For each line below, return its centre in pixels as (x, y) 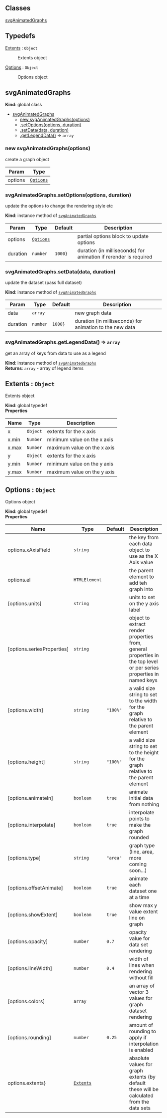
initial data (141, 798)
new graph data (93, 313)
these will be (144, 1090)
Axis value (141, 562)
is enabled (141, 1050)
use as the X (143, 556)
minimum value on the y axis (80, 464)
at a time (139, 897)
